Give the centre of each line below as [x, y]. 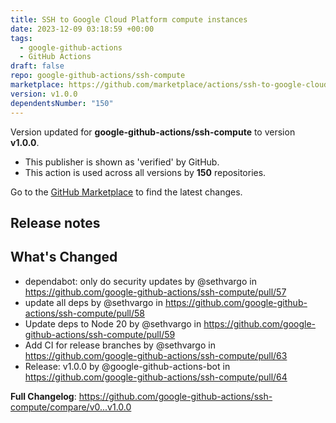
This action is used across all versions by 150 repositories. [145, 172]
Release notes [55, 222]
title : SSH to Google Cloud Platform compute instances [129, 19]
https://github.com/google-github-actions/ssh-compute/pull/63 [156, 355]
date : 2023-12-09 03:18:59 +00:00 [82, 29]
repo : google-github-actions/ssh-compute [98, 76]
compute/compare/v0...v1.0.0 [71, 407]
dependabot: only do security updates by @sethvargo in [140, 281]
